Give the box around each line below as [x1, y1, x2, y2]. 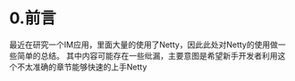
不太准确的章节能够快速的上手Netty [16, 61, 147, 72]
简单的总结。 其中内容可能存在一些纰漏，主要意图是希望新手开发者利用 [16, 50, 278, 61]
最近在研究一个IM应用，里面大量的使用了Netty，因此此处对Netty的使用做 [9, 39, 279, 50]
